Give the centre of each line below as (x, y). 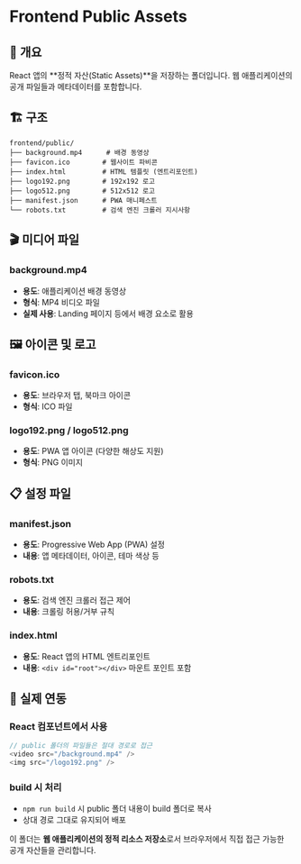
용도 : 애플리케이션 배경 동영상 (74, 291)
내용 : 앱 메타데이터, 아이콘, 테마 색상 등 (91, 556)
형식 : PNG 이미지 (53, 462)
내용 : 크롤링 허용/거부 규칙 (68, 612)
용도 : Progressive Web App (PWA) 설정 (93, 545)
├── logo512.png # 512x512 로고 (82, 191)
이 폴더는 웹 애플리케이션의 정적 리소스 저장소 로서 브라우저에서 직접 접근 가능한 (147, 839)
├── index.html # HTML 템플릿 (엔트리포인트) (104, 172)
